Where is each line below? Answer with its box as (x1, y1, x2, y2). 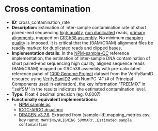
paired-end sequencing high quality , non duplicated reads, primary (11, 29, 146, 35)
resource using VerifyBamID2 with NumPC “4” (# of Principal (11, 76, 133, 82)
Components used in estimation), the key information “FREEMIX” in (11, 81, 146, 87)
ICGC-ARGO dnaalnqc (18, 106, 63, 112)
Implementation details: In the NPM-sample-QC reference (11, 50, 129, 56)
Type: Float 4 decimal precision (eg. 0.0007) (11, 91, 101, 97)
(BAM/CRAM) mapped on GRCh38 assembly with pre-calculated (11, 65, 141, 71)
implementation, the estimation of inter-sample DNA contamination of (11, 55, 151, 61)
